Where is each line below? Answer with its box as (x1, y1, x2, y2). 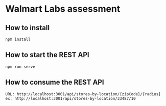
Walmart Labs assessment (5, 3, 121, 15)
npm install (5, 37, 31, 42)
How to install (5, 23, 50, 32)
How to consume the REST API (5, 78, 104, 87)
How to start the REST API (5, 50, 89, 59)
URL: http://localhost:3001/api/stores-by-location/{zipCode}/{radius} (5, 91, 161, 97)
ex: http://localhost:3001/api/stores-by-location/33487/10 (5, 96, 136, 101)
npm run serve (5, 64, 36, 69)
